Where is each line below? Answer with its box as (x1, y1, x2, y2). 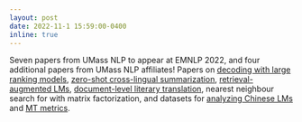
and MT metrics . (9, 103, 70, 114)
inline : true (9, 30, 59, 39)
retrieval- (219, 74, 254, 85)
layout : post (9, 13, 59, 23)
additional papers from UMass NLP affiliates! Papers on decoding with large (9, 64, 291, 75)
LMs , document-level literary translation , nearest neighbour (53, 83, 275, 95)
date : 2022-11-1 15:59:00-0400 (9, 22, 127, 31)
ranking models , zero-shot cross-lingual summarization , (9, 74, 218, 85)
